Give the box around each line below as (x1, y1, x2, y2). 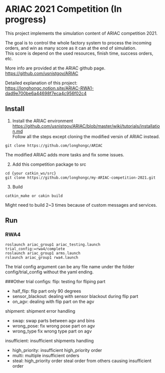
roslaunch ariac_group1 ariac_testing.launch (5, 242, 100, 247)
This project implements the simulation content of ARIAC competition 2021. (5, 30, 158, 36)
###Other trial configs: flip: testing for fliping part (5, 279, 106, 285)
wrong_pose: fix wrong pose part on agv (12, 323, 95, 329)
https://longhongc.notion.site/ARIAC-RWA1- (5, 85, 94, 91)
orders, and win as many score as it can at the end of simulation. (5, 45, 137, 51)
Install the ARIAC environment (12, 117, 73, 124)
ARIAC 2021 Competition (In (5, 3, 122, 15)
